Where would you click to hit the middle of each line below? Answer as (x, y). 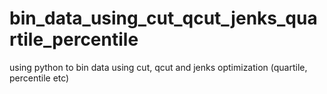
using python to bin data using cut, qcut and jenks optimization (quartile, (158, 67)
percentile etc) (39, 78)
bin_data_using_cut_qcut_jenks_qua (163, 18)
